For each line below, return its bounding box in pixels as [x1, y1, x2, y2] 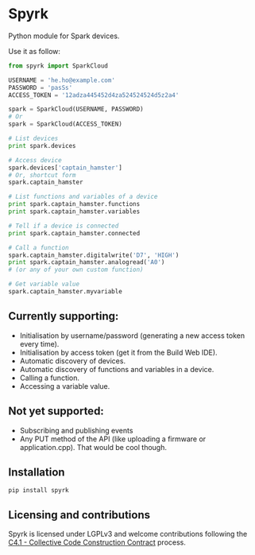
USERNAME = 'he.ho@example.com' [8, 76, 115, 84]
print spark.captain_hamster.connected [8, 229, 141, 237]
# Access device [8, 156, 62, 164]
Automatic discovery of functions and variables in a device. [19, 364, 214, 374]
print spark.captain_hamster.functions [8, 200, 141, 208]
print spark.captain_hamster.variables [8, 208, 141, 215]
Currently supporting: [8, 309, 119, 323]
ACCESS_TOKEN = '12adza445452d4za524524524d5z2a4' [8, 91, 180, 99]
